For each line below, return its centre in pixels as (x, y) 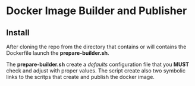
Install (18, 33)
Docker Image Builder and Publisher (97, 11)
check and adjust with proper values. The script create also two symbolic (96, 71)
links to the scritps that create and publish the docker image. (80, 77)
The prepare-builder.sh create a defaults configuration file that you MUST (97, 64)
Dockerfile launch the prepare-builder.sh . (58, 53)
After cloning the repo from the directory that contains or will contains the (96, 47)
